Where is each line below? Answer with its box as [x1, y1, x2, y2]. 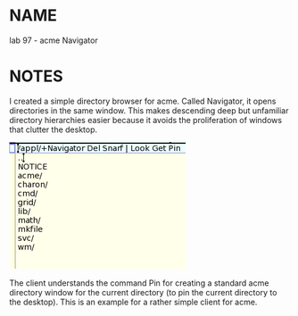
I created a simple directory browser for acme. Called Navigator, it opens [9, 96, 277, 106]
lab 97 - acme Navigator [9, 35, 98, 46]
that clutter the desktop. [9, 124, 98, 135]
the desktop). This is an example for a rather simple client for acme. [9, 296, 258, 307]
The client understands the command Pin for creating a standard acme [9, 278, 269, 288]
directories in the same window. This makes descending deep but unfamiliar [9, 104, 289, 116]
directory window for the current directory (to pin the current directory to [9, 287, 277, 297]
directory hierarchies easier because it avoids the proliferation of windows [9, 114, 283, 125]
